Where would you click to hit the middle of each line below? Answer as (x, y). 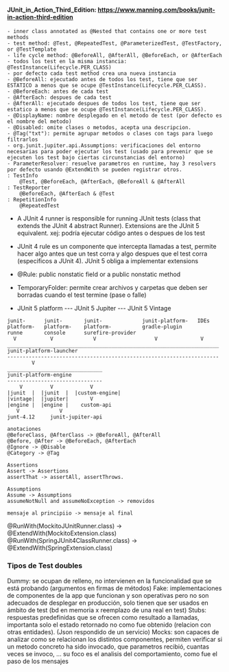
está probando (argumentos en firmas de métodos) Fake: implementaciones (114, 588)
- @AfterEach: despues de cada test (59, 98)
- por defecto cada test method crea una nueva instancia (92, 74)
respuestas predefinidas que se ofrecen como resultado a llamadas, (104, 617)
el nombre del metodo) (39, 122)
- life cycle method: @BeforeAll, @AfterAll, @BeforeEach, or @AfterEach (115, 56)
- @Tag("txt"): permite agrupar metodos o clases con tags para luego (110, 134)
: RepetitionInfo (32, 200)
